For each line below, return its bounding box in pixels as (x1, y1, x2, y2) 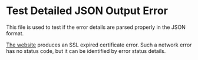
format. (6, 29, 24, 36)
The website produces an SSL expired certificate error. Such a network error (6, 41, 192, 48)
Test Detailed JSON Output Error (6, 4, 168, 18)
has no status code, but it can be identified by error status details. (6, 47, 166, 54)
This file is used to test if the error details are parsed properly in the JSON (6, 24, 186, 31)
